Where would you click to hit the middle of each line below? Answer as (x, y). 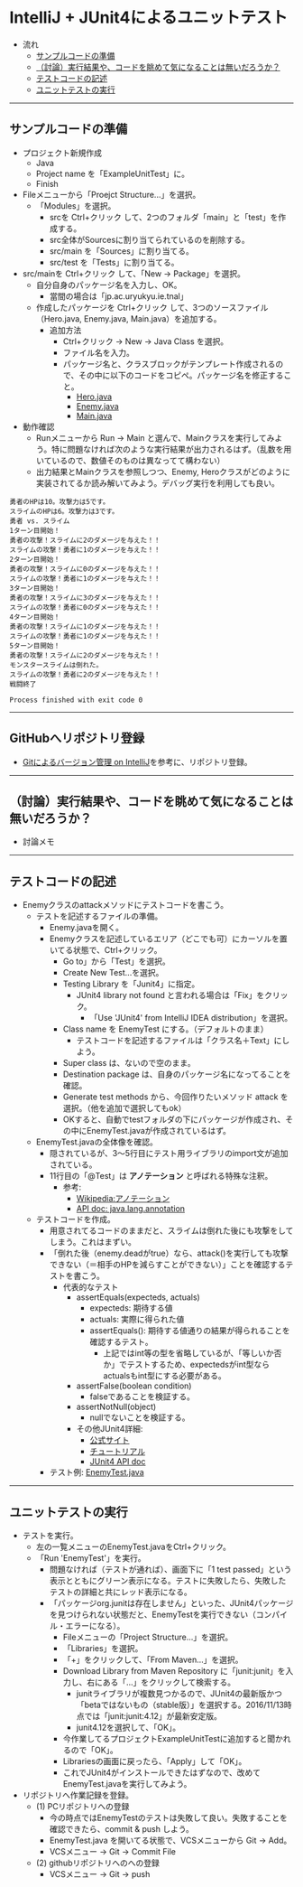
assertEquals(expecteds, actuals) (138, 1297)
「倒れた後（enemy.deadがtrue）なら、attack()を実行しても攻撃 (169, 1253)
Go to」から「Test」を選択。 (116, 961)
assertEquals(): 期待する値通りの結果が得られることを (190, 1331)
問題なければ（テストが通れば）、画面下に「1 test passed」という (170, 1569)
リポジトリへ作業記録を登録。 (78, 1795)
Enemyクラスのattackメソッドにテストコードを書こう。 (125, 905)
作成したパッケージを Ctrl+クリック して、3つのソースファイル (152, 307)
